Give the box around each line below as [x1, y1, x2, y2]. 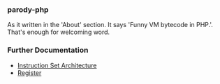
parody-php [7, 5, 49, 15]
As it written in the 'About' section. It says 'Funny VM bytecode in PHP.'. [7, 21, 213, 29]
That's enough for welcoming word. [7, 28, 110, 36]
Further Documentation [7, 45, 89, 55]
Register [17, 68, 42, 77]
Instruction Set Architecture [17, 61, 97, 69]
